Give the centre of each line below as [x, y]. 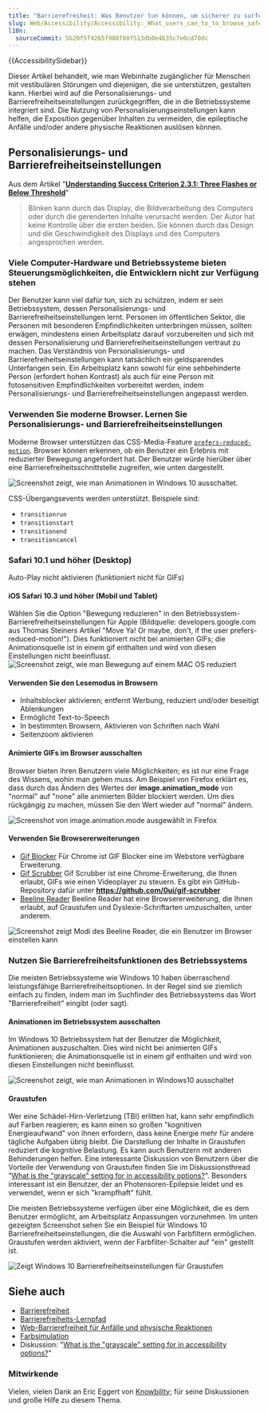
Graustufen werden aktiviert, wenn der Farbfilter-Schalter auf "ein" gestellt [131, 1242]
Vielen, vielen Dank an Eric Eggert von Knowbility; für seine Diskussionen [129, 1391]
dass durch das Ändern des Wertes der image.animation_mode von [121, 788]
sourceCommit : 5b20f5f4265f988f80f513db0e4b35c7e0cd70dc [112, 38]
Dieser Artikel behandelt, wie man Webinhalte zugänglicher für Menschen [130, 76]
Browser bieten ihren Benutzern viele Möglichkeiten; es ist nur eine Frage [129, 770]
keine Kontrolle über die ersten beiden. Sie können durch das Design [140, 226]
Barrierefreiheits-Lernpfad [63, 1319]
